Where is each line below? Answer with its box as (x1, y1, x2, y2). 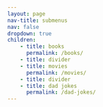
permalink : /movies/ (25, 69, 87, 76)
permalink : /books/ (25, 50, 83, 57)
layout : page (7, 10, 46, 18)
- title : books (20, 43, 65, 50)
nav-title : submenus (7, 17, 68, 24)
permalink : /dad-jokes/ (25, 89, 97, 96)
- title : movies (20, 63, 68, 70)
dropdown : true (7, 30, 52, 37)
